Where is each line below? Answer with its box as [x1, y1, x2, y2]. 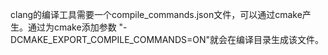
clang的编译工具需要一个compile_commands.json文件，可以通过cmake [10, 9, 303, 20]
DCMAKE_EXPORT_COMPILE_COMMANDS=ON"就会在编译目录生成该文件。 [10, 34, 325, 45]
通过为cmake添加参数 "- [27, 21, 128, 33]
